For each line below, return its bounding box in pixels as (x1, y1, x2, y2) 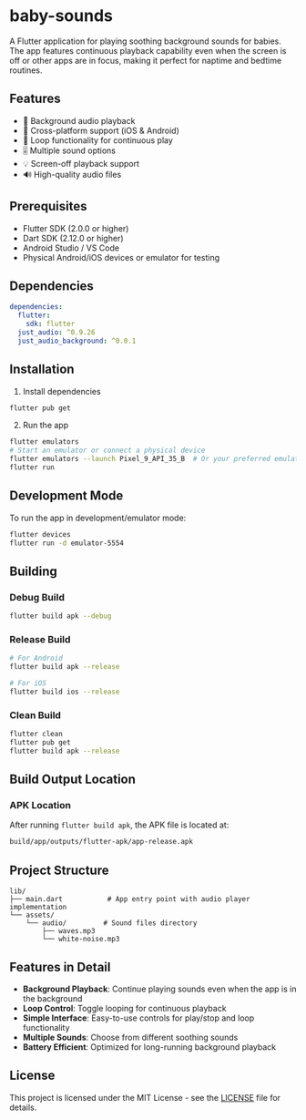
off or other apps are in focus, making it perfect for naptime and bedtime (9, 55, 282, 66)
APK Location (9, 799, 71, 812)
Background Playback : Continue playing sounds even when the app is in (22, 983, 297, 994)
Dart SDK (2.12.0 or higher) (22, 232, 125, 243)
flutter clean (9, 730, 64, 739)
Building (9, 563, 57, 579)
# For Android (9, 653, 64, 663)
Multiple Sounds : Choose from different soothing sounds (22, 1032, 239, 1043)
